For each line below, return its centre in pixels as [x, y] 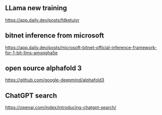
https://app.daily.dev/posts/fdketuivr [42, 20]
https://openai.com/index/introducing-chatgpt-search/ [61, 108]
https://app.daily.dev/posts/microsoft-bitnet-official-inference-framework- [81, 47]
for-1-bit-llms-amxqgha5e [31, 53]
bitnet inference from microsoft [54, 36]
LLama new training [36, 8]
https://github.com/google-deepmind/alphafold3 [55, 80]
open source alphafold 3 [43, 68]
